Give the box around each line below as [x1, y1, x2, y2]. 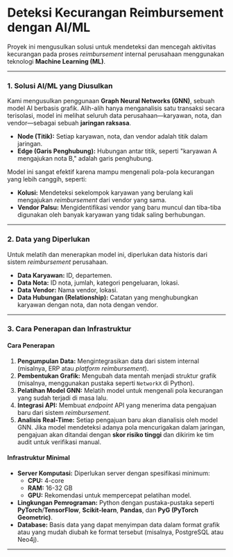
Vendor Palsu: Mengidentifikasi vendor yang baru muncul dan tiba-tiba [17, 203, 222, 212]
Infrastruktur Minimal [7, 454, 71, 462]
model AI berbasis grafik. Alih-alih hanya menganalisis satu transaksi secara [7, 104, 225, 112]
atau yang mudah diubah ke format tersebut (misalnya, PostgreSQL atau [17, 528, 224, 536]
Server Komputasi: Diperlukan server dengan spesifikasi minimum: [17, 469, 210, 477]
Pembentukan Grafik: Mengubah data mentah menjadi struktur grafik [17, 371, 217, 380]
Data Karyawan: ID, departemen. [17, 271, 112, 279]
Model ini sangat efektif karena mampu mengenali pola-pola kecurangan [7, 168, 215, 176]
